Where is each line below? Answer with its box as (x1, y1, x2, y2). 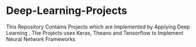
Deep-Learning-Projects (6, 4, 128, 17)
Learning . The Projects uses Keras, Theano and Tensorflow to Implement (6, 29, 184, 36)
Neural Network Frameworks (6, 35, 75, 42)
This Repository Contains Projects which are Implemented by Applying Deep (6, 23, 190, 30)
